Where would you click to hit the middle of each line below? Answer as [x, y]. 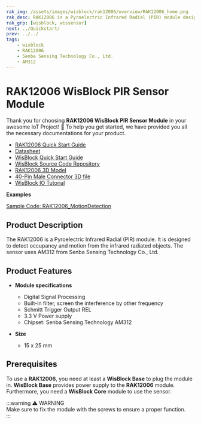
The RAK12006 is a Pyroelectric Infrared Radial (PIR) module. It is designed [99, 239]
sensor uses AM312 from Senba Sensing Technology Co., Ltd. [83, 252]
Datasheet [28, 151]
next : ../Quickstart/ [33, 28]
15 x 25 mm [38, 346]
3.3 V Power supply [48, 316]
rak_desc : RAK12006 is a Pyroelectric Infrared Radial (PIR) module [93, 17]
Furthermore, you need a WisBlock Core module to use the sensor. [89, 391]
